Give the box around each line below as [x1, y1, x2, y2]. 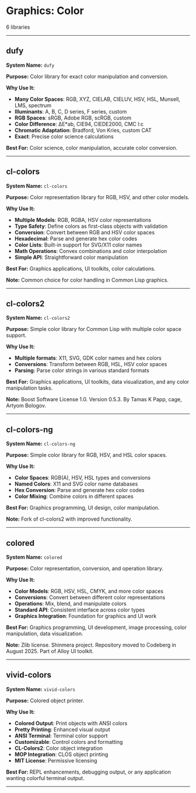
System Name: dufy [6, 61, 55, 69]
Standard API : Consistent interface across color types [14, 606, 145, 613]
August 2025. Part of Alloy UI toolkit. [6, 648, 94, 654]
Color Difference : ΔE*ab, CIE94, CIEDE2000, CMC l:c [14, 120, 144, 127]
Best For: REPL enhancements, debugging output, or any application [6, 768, 171, 775]
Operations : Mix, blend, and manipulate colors [14, 600, 127, 607]
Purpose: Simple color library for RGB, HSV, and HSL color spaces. [6, 452, 167, 459]
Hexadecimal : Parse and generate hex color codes [14, 235, 138, 242]
